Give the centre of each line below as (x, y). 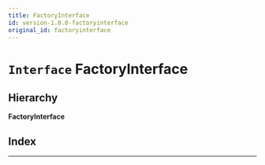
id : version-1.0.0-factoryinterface (68, 23)
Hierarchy (33, 98)
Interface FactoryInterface (98, 69)
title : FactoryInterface (49, 15)
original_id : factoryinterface (60, 30)
